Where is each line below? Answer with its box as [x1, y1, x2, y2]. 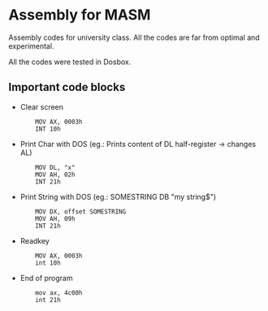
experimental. [8, 41, 54, 50]
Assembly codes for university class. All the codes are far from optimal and [8, 32, 260, 42]
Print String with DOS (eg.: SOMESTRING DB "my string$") [19, 192, 217, 201]
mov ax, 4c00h [35, 288, 83, 297]
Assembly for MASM [8, 6, 151, 24]
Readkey [19, 235, 50, 245]
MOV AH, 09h [35, 214, 76, 222]
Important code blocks [8, 80, 126, 94]
